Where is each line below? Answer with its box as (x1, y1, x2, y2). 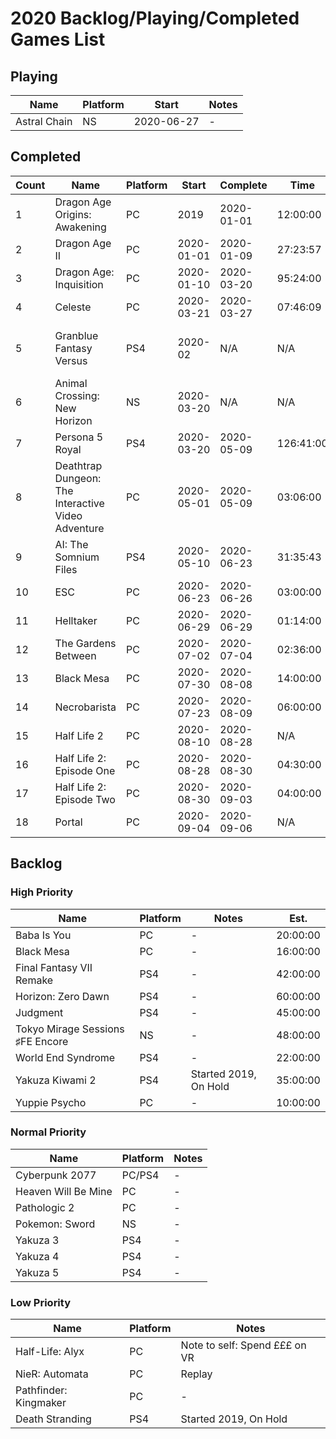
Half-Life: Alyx (15, 1345, 85, 1359)
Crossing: (54, 388, 100, 402)
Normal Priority (10, 1125, 87, 1139)
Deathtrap (54, 458, 103, 472)
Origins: (54, 207, 92, 221)
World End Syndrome (15, 1050, 116, 1064)
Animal (54, 376, 88, 390)
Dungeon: (54, 471, 102, 485)
